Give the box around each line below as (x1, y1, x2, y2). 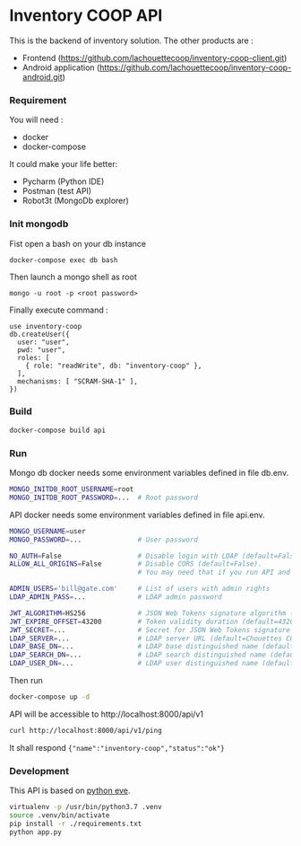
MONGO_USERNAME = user (9, 526, 87, 535)
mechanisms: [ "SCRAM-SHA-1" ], (17, 376, 139, 386)
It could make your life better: (9, 159, 118, 170)
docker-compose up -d (9, 692, 90, 701)
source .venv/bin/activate (9, 810, 110, 820)
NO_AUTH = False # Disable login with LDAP (9, 551, 239, 560)
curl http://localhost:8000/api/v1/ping (9, 726, 163, 735)
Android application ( (21, 62, 100, 73)
